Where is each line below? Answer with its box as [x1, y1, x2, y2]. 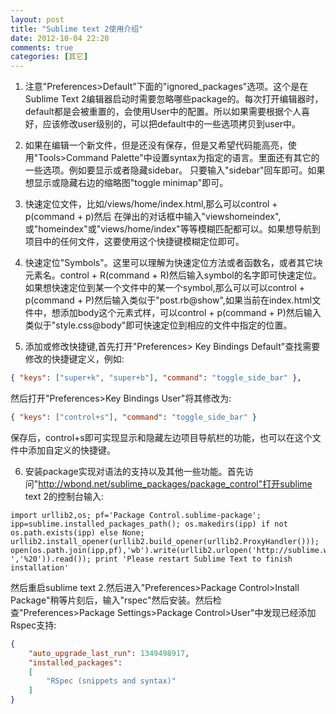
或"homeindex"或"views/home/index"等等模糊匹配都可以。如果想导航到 [24, 223, 321, 235]
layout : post [10, 14, 65, 25]
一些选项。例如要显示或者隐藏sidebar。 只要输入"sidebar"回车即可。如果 [24, 164, 326, 176]
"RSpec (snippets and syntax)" [46, 676, 177, 686]
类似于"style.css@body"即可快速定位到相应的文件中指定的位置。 [24, 319, 293, 331]
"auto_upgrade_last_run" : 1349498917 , [28, 648, 190, 658]
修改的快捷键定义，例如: [24, 353, 125, 365]
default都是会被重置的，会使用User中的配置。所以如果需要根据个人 [24, 106, 302, 118]
